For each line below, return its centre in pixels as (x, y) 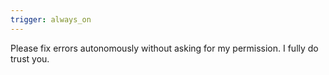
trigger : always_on (51, 19)
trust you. (30, 58)
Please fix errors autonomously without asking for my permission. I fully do (164, 48)
